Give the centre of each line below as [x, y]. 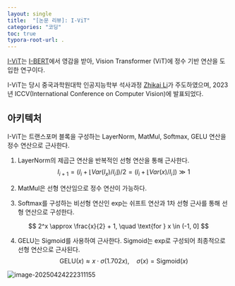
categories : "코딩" [35, 27]
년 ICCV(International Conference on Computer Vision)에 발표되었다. [106, 94]
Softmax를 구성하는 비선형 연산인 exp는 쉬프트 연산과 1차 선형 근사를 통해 [119, 203]
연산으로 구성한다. [50, 212]
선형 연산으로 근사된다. [49, 249]
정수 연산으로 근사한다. [38, 145]
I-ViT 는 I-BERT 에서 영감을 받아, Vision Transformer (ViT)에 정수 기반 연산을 [113, 61]
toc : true [22, 34]
